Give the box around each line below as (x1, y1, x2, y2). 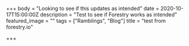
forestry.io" (6, 23, 33, 30)
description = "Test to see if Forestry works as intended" (40, 11, 177, 18)
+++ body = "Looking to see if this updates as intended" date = (6, 5, 160, 12)
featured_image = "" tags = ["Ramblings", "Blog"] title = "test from (6, 17, 166, 24)
